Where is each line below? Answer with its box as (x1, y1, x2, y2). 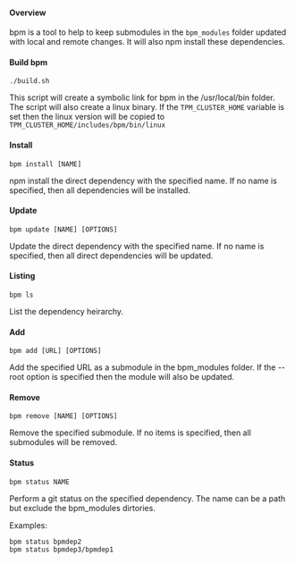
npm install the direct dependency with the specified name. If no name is (9, 175, 277, 186)
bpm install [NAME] (9, 159, 82, 169)
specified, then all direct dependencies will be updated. (9, 250, 214, 261)
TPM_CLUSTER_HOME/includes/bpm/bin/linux (9, 121, 166, 130)
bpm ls (9, 290, 34, 299)
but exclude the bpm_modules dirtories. (9, 502, 156, 513)
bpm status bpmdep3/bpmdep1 (9, 545, 114, 554)
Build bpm (9, 56, 48, 67)
